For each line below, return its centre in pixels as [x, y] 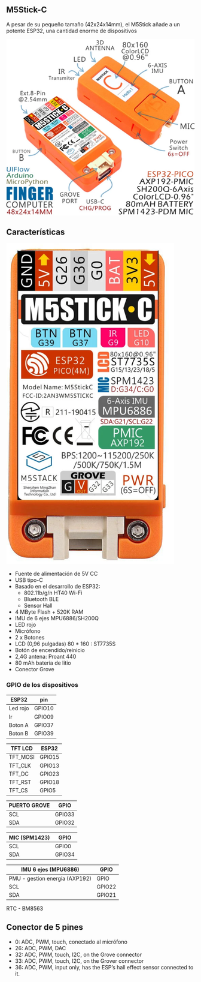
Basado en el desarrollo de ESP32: [57, 587]
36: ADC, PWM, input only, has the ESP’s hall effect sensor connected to [104, 967]
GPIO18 [50, 782]
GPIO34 [65, 855]
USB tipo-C [29, 580]
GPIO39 [44, 734]
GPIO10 [44, 708]
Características [36, 232]
